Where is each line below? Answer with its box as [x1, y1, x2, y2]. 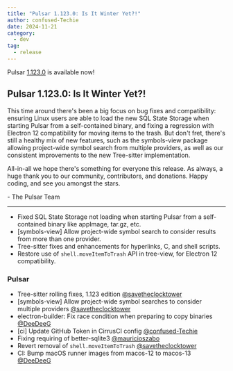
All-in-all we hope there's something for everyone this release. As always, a [7, 164, 223, 172]
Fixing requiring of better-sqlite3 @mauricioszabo [17, 334, 160, 343]
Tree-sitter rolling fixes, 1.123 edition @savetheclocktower [17, 290, 182, 298]
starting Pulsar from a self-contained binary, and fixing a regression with [7, 121, 214, 129]
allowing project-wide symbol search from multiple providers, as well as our [7, 143, 224, 151]
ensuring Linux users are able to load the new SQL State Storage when [7, 114, 209, 122]
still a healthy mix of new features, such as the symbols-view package [7, 136, 208, 145]
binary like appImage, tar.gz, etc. [47, 220, 141, 228]
